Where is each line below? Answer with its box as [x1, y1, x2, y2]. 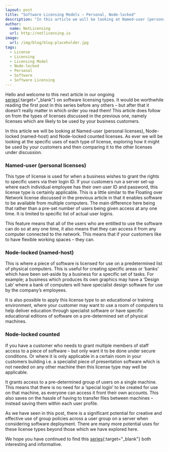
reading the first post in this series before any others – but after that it [5, 102, 149, 108]
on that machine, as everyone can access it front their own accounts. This [5, 390, 159, 396]
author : [5, 21, 22, 27]
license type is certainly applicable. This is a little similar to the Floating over [5, 189, 163, 195]
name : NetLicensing [10, 26, 51, 31]
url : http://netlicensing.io [10, 31, 71, 36]
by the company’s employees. [5, 287, 67, 293]
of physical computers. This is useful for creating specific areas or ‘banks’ [5, 266, 159, 272]
